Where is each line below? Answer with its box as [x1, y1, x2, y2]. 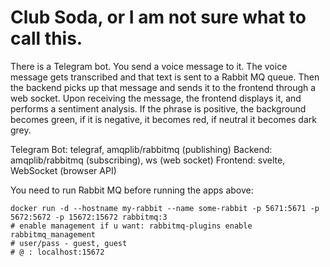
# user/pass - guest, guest [10, 238, 128, 248]
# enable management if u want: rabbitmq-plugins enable [10, 221, 253, 231]
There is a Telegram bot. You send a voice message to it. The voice [10, 60, 288, 72]
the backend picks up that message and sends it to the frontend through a [10, 81, 317, 93]
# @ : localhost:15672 [10, 247, 105, 257]
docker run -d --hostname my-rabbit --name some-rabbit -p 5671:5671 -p [10, 203, 320, 213]
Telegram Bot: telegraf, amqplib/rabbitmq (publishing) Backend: [10, 143, 273, 155]
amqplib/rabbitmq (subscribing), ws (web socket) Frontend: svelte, [10, 154, 286, 166]
